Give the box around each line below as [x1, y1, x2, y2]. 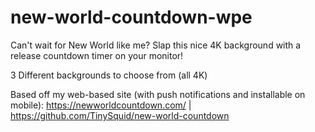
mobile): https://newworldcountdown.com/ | [10, 99, 192, 111]
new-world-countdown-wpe [10, 6, 253, 29]
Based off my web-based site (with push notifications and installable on [10, 88, 306, 100]
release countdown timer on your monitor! [10, 49, 184, 61]
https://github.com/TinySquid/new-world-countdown [10, 109, 230, 121]
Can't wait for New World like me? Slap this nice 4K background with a [10, 39, 302, 51]
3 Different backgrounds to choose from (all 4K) [10, 69, 208, 81]
